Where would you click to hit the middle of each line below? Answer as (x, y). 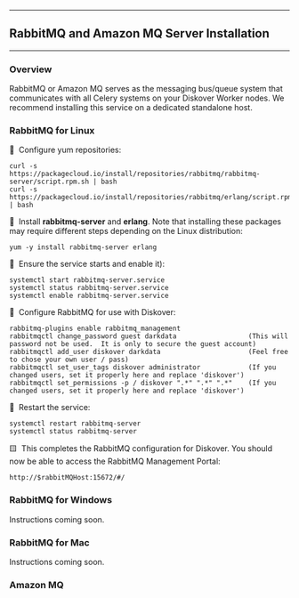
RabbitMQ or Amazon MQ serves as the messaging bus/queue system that (146, 89)
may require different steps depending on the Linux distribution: (126, 231)
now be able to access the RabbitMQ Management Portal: (115, 461)
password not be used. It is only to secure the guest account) (133, 344)
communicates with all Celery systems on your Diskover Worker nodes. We (147, 98)
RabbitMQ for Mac (50, 542)
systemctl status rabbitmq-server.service (89, 288)
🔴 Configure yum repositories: (65, 150)
